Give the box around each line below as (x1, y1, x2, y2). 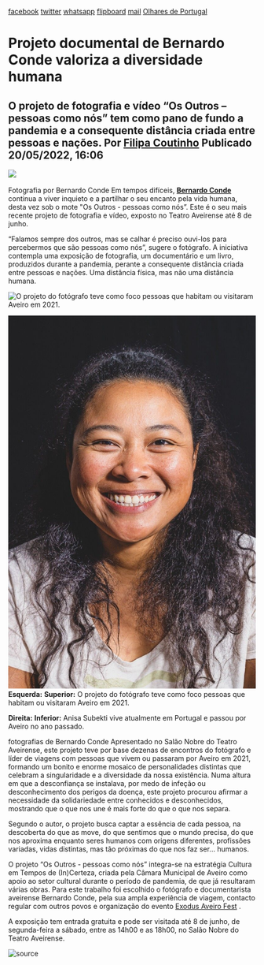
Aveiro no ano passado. (8, 721, 85, 731)
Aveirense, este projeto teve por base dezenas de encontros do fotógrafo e (8, 745, 251, 754)
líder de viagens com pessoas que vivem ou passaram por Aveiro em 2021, (8, 753, 251, 763)
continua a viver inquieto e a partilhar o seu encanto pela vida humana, (8, 194, 238, 203)
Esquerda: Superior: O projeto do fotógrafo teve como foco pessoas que (8, 689, 246, 699)
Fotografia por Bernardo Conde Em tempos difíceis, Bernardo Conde (8, 185, 232, 195)
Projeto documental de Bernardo (8, 35, 225, 52)
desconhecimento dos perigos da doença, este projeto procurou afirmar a (8, 787, 248, 796)
